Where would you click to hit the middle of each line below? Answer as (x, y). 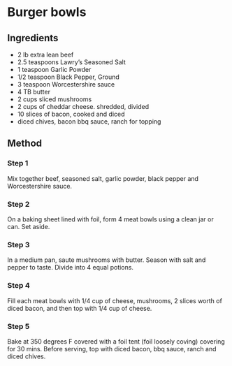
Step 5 (19, 326)
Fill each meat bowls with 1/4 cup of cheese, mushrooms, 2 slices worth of (115, 300)
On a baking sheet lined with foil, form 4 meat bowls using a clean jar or (111, 219)
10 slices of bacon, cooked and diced (71, 114)
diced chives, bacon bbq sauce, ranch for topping (89, 122)
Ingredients (33, 38)
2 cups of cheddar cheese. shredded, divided (83, 107)
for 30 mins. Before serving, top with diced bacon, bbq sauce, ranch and (112, 349)
